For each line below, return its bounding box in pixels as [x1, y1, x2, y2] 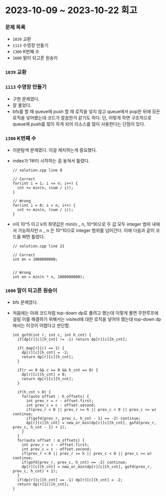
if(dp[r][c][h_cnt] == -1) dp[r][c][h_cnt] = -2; [17, 477, 123, 482]
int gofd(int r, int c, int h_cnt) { [12, 332, 92, 338]
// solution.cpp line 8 [12, 168, 63, 173]
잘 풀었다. [12, 102, 32, 108]
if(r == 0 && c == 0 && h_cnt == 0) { [17, 367, 98, 373]
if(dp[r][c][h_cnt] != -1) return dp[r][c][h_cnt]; [17, 337, 127, 342]
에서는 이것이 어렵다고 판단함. [12, 322, 71, 329]
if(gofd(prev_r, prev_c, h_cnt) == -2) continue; [22, 460, 127, 465]
